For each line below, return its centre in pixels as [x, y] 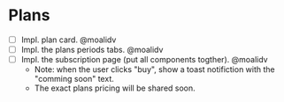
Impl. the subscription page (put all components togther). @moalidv [144, 60]
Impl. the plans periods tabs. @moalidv [92, 50]
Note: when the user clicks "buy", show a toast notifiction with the [154, 69]
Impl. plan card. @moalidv [69, 40]
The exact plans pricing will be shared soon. [115, 88]
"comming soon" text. [74, 79]
